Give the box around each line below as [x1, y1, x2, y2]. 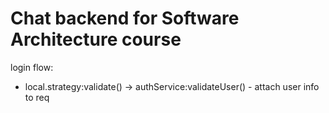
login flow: [10, 61, 54, 73]
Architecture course [10, 28, 182, 51]
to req [24, 91, 50, 103]
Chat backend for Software [10, 7, 240, 30]
